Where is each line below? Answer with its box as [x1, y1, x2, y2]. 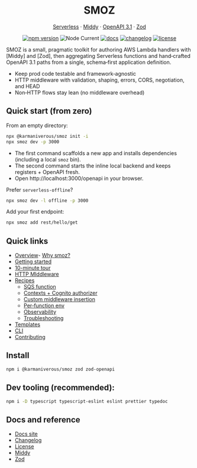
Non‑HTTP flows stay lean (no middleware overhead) [14, 89, 145, 96]
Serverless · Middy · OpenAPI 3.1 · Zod [53, 23, 146, 30]
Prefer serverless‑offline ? [6, 186, 73, 193]
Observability [23, 308, 57, 315]
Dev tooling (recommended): [6, 383, 115, 393]
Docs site [14, 430, 38, 438]
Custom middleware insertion [23, 296, 96, 303]
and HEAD [14, 82, 40, 89]
